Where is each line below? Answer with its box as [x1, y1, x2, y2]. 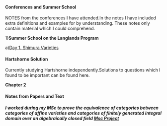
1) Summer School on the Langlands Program [5, 35, 99, 41]
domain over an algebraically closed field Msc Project [5, 115, 119, 121]
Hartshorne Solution [5, 56, 48, 62]
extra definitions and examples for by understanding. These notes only [5, 20, 150, 26]
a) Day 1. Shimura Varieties [5, 45, 59, 51]
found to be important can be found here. [5, 72, 90, 78]
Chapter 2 [5, 82, 26, 88]
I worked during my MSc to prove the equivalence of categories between [5, 105, 159, 111]
